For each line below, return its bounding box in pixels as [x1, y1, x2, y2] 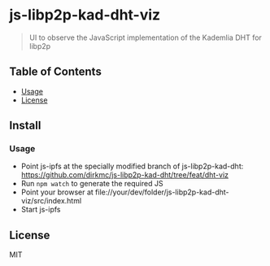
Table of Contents [9, 65, 102, 79]
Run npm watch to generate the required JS [20, 179, 163, 189]
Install [9, 119, 41, 133]
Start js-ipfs [20, 205, 61, 215]
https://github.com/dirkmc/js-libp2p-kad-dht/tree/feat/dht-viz [20, 170, 229, 180]
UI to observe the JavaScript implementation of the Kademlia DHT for [28, 33, 263, 42]
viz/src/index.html [20, 196, 82, 206]
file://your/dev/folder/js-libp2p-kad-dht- [95, 187, 229, 197]
